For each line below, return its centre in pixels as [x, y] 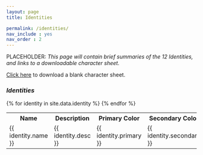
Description [72, 118]
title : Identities [29, 17]
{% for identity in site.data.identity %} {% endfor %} [71, 104]
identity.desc [72, 136]
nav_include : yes [29, 34]
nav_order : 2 [24, 40]
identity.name [29, 136]
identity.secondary [174, 136]
